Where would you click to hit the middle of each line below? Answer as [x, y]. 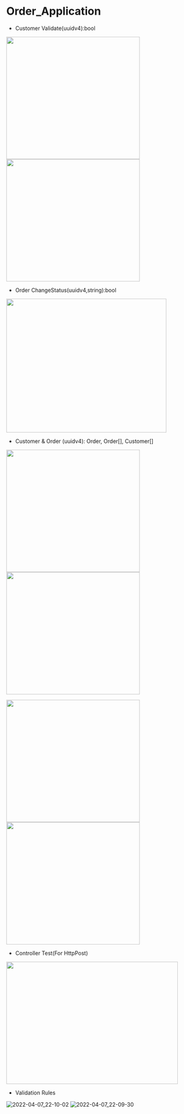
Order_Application [54, 11]
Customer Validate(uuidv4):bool [55, 28]
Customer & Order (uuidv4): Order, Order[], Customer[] [84, 441]
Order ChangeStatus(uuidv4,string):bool [66, 290]
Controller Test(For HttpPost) [51, 953]
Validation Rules [35, 1093]
